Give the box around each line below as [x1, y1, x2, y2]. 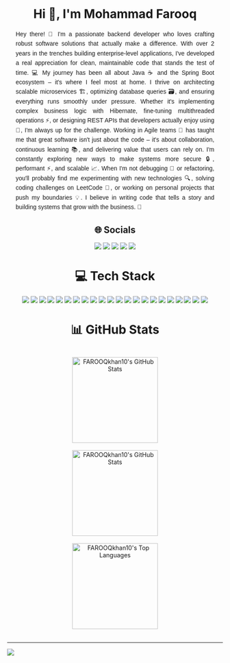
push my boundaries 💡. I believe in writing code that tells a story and [16, 194, 214, 201]
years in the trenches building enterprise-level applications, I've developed [16, 49, 214, 57]
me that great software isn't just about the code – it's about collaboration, [16, 136, 214, 143]
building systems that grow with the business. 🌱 [16, 202, 142, 211]
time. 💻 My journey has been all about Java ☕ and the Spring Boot [16, 69, 214, 76]
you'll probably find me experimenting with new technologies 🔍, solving [16, 174, 214, 182]
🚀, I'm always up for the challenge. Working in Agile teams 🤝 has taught [16, 126, 214, 134]
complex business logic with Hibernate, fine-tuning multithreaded [16, 107, 214, 115]
